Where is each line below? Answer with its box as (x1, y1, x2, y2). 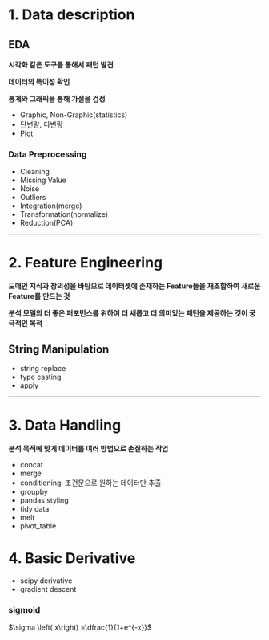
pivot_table (19, 520, 57, 531)
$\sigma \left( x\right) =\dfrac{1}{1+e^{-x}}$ (8, 622, 152, 632)
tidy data (19, 503, 50, 513)
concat (19, 459, 44, 469)
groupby (19, 487, 48, 496)
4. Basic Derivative (8, 549, 136, 568)
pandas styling (19, 495, 70, 505)
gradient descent (19, 584, 77, 593)
